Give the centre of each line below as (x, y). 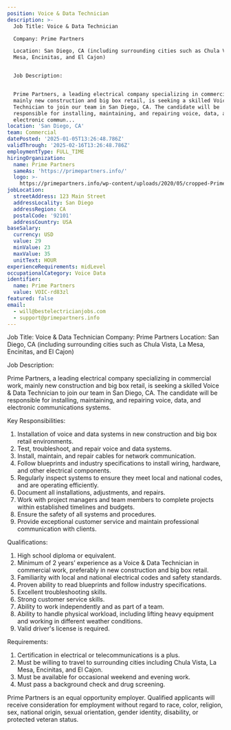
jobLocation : (26, 190)
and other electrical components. (64, 470)
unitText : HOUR (35, 260)
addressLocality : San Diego (54, 203)
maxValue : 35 (32, 254)
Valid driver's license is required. (63, 628)
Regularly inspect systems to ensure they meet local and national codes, (120, 478)
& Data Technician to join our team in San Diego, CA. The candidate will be (112, 393)
